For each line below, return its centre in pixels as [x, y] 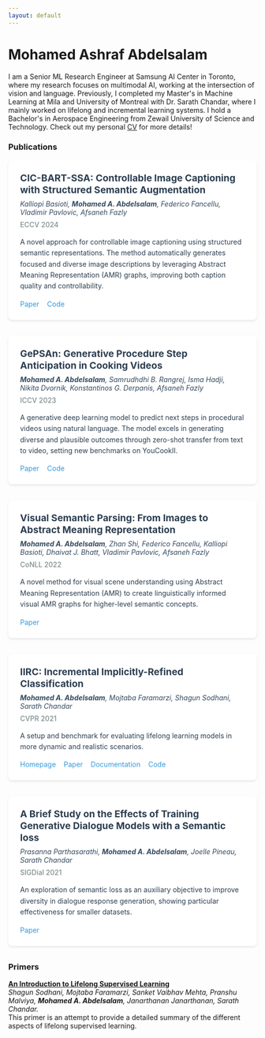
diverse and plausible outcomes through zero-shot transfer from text [131, 440]
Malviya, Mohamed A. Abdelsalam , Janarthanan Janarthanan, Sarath [123, 1000]
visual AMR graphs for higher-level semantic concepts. [109, 604]
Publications [33, 147]
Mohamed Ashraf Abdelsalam [108, 54]
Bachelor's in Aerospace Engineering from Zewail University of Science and [131, 118]
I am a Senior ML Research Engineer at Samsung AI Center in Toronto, [122, 77]
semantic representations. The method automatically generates [123, 253]
